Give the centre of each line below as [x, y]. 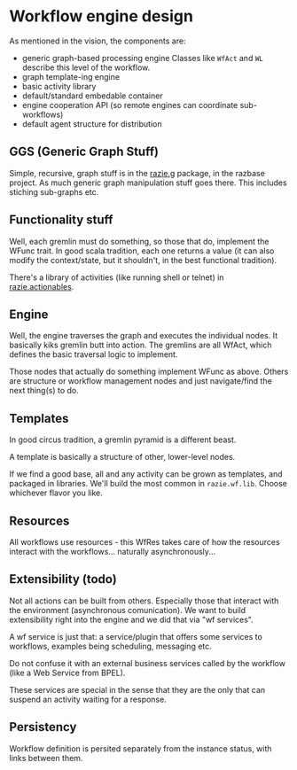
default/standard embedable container [92, 96]
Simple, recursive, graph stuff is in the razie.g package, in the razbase [137, 173]
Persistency [43, 727]
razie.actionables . [42, 286]
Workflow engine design [101, 16]
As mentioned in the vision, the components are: [98, 41]
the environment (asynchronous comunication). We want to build [128, 610]
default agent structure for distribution [92, 124]
